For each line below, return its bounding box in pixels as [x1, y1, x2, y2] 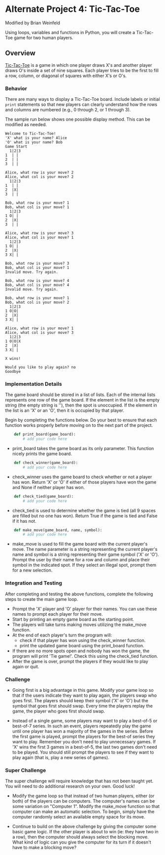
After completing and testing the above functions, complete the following [5, 591, 154, 597]
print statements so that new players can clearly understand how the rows [5, 101, 158, 107]
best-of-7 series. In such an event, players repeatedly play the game [12, 723, 151, 729]
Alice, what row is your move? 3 [5, 231, 74, 236]
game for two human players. [14, 35, 73, 41]
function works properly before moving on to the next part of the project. [5, 422, 153, 428]
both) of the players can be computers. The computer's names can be [12, 798, 155, 804]
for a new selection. [12, 567, 53, 573]
